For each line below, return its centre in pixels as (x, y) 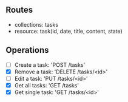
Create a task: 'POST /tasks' (50, 65)
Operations (27, 50)
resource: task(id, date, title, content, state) (68, 31)
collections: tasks (36, 24)
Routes (19, 10)
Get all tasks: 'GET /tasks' (47, 85)
